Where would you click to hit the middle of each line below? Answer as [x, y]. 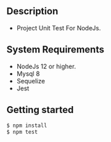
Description [32, 11]
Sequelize [31, 81]
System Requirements [55, 50]
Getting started [40, 110]
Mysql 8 [28, 73]
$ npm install [27, 126]
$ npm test [22, 132]
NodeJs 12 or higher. [46, 66]
